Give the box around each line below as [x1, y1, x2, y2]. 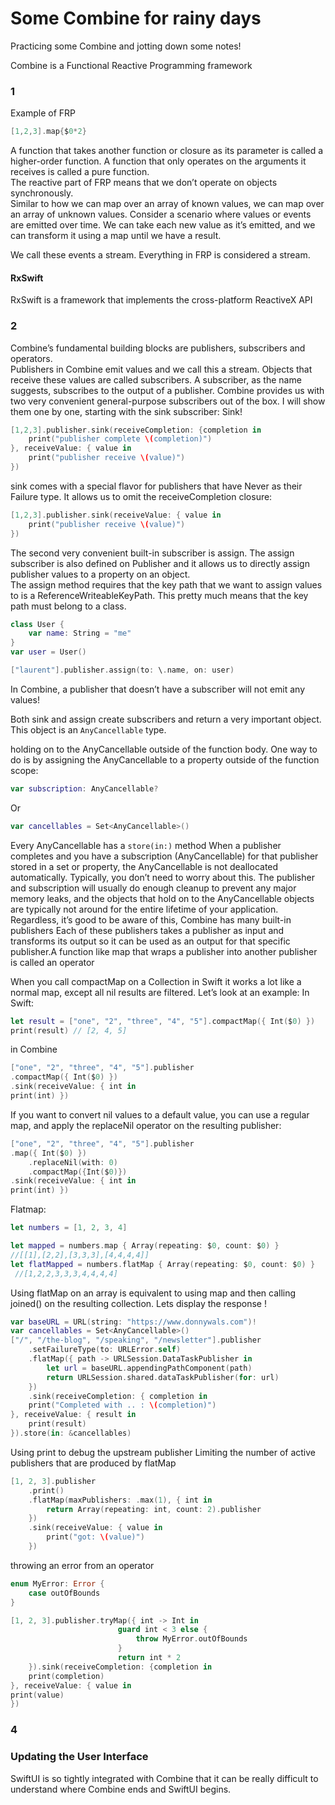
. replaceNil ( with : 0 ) [28, 1157, 118, 1167]
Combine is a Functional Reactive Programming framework [10, 59, 253, 71]
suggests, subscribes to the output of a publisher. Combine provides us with [10, 384, 325, 396]
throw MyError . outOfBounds [135, 1634, 248, 1644]
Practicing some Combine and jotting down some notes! [10, 40, 242, 52]
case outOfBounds [28, 1588, 101, 1598]
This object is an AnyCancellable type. [10, 723, 167, 736]
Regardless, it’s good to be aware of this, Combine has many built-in [10, 913, 292, 926]
